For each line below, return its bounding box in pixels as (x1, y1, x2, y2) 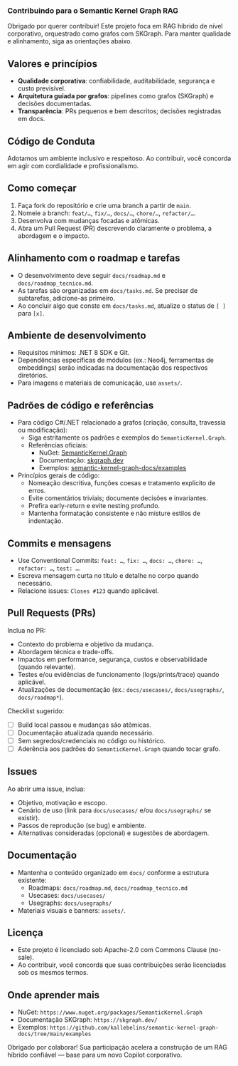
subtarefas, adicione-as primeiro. (17, 294, 116, 302)
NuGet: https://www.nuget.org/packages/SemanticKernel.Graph (17, 1008, 202, 1017)
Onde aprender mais (7, 989, 100, 1001)
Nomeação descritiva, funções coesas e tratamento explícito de (28, 479, 216, 487)
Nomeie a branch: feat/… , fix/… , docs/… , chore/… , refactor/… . (17, 209, 197, 217)
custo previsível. (17, 84, 66, 93)
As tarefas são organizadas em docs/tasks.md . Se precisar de (17, 286, 198, 294)
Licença (7, 927, 44, 939)
